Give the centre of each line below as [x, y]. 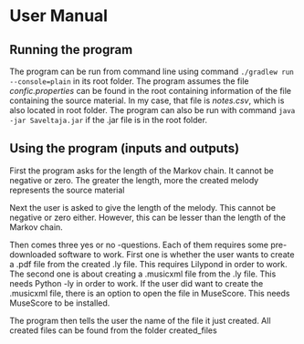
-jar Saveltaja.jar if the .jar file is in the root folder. [109, 120]
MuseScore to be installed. [60, 303]
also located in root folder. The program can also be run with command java [152, 110]
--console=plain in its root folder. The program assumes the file [129, 81]
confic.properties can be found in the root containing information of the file [151, 91]
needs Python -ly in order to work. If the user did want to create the [136, 283]
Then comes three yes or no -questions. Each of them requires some [139, 245]
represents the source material [67, 190]
